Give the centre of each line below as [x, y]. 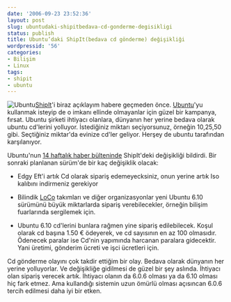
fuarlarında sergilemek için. [56, 212]
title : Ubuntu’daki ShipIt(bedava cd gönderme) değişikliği [96, 40]
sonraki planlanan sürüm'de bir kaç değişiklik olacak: [83, 163]
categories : [24, 53]
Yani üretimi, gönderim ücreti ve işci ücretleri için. [88, 248]
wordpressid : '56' [34, 46]
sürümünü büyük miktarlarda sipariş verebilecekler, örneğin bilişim [112, 205]
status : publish [31, 33]
